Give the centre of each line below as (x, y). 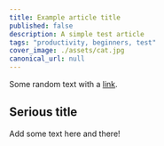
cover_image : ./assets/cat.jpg (67, 51)
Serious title (43, 112)
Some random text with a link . (63, 84)
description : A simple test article (77, 34)
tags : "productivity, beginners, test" (83, 42)
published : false (41, 26)
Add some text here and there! (65, 134)
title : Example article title (65, 17)
